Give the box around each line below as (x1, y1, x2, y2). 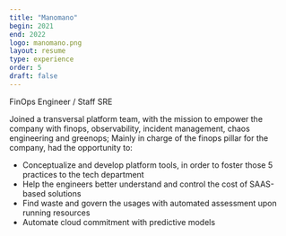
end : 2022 (9, 30, 47, 39)
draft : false (9, 72, 58, 81)
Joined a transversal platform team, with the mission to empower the (9, 113, 263, 124)
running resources (22, 207, 91, 218)
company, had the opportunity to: (9, 142, 133, 153)
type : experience (9, 55, 74, 64)
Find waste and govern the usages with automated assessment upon (22, 197, 278, 208)
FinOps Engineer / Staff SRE (9, 96, 113, 107)
